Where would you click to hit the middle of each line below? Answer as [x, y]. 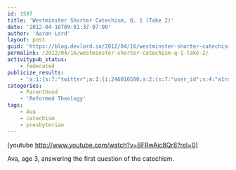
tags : [15, 105]
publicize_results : [36, 72]
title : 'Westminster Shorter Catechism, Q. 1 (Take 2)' [91, 20]
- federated [37, 66]
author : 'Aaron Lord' [39, 33]
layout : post [26, 40]
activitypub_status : [38, 60]
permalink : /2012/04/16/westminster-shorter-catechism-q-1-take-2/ [108, 53]
